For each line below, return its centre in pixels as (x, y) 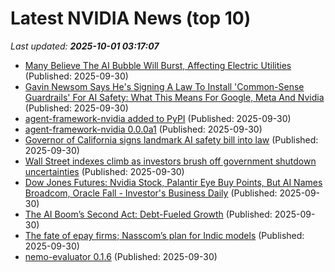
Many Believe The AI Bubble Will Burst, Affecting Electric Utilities (158, 65)
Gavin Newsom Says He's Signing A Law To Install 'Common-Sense (164, 86)
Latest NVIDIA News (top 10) (131, 18)
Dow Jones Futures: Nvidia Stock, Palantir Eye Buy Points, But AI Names (173, 182)
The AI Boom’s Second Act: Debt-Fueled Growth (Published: (148, 214)
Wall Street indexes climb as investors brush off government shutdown (170, 161)
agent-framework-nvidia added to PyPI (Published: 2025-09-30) (158, 118)
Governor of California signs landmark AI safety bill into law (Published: (171, 139)
